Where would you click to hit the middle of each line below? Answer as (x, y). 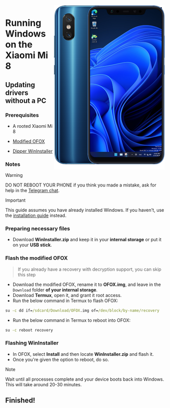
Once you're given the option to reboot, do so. (61, 359)
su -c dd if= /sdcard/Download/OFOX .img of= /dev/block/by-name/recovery (82, 310)
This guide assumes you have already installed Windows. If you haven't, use (85, 210)
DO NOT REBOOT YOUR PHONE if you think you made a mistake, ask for (81, 185)
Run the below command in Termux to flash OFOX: (65, 301)
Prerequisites (22, 115)
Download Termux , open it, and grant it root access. (67, 295)
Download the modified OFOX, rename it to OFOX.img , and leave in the (87, 284)
